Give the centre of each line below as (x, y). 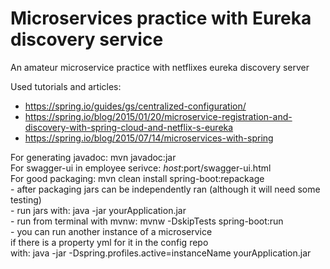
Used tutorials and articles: (66, 86)
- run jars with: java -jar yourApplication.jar (98, 210)
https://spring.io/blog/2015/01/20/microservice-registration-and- (158, 116)
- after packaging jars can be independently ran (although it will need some (165, 189)
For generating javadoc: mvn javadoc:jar (93, 157)
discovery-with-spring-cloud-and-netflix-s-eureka (129, 127)
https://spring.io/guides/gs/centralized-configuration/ (135, 106)
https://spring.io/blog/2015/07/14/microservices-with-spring (149, 138)
